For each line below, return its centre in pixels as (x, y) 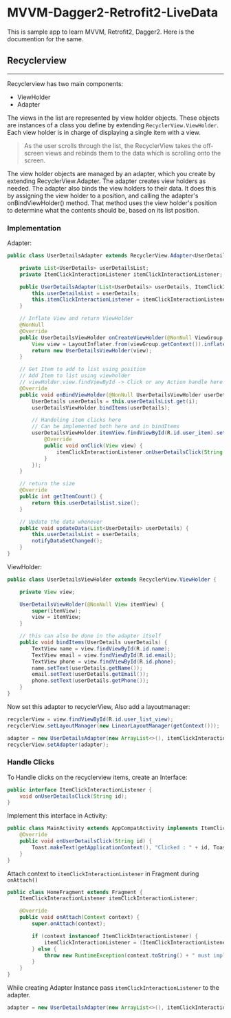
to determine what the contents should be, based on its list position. (103, 210)
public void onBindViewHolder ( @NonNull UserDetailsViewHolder (110, 395)
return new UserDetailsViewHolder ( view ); (92, 350)
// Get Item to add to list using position (83, 370)
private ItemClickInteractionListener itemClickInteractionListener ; (121, 274)
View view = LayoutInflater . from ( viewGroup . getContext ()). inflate (129, 344)
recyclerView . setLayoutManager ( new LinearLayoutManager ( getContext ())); (113, 725)
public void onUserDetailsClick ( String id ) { (86, 841)
